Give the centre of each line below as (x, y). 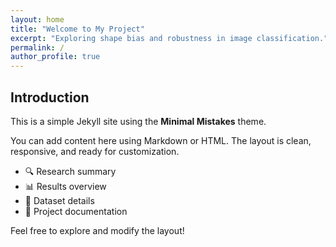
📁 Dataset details (59, 200)
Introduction (50, 97)
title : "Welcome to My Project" (77, 29)
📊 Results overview (65, 186)
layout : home (37, 19)
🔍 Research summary (70, 171)
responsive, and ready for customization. (95, 151)
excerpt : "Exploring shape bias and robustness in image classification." (169, 38)
